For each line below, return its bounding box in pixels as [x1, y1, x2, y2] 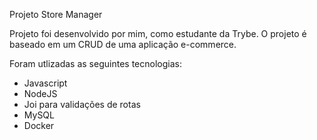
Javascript [23, 77, 68, 89]
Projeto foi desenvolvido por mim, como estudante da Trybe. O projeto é [9, 28, 307, 39]
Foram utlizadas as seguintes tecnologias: [9, 58, 182, 69]
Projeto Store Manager [9, 9, 103, 20]
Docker [23, 120, 55, 131]
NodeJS [23, 88, 58, 99]
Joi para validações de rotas [23, 99, 141, 110]
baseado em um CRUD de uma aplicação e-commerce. [9, 39, 237, 50]
